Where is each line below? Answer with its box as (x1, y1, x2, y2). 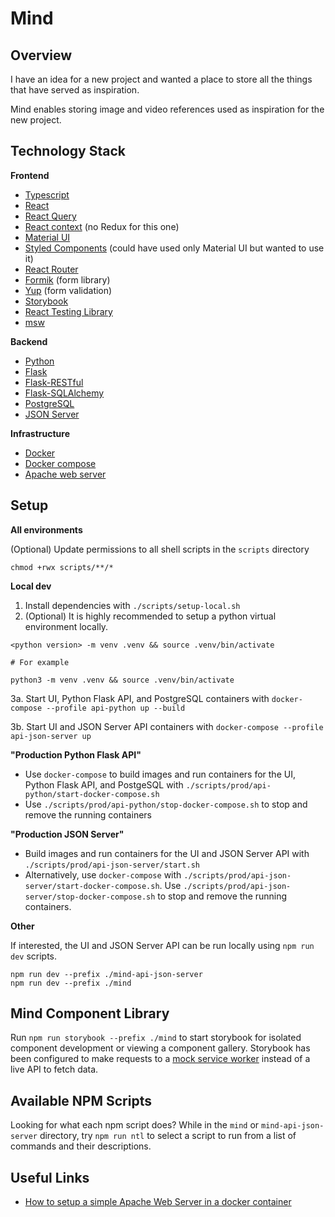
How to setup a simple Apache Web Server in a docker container (24, 1196, 292, 1208)
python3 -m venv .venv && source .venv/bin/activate (10, 675, 235, 685)
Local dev (10, 580, 52, 592)
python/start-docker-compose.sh (24, 789, 160, 799)
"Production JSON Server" (10, 828, 125, 840)
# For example (10, 657, 70, 667)
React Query (24, 210, 77, 222)
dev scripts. (10, 950, 58, 962)
